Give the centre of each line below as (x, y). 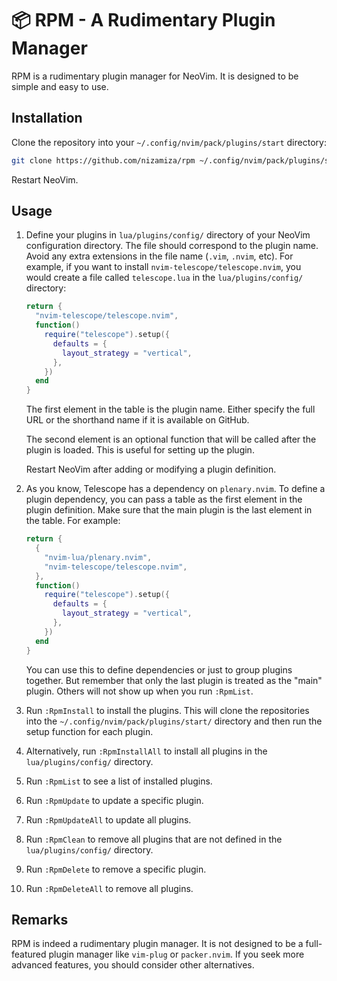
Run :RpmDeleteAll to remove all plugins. (109, 888)
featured (29, 954)
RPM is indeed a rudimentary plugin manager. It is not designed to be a (157, 944)
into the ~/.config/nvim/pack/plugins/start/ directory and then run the (174, 721)
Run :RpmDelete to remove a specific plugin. (116, 869)
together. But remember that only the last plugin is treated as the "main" (174, 680)
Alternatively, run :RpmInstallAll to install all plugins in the (146, 751)
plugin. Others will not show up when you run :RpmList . (139, 691)
